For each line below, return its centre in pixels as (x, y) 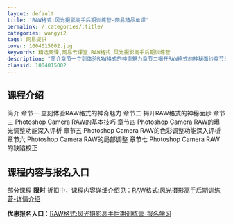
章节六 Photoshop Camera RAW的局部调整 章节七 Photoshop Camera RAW (114, 139)
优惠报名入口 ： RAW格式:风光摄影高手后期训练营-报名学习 (89, 214)
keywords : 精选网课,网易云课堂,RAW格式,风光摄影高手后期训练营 (89, 53)
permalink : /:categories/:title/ (55, 26)
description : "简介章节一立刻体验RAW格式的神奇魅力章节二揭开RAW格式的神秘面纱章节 (115, 59)
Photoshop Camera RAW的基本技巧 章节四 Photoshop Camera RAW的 (114, 122)
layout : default (31, 14)
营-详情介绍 (24, 199)
